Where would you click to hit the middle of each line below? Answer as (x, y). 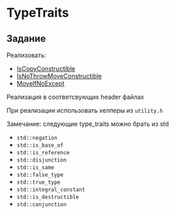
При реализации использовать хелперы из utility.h (85, 110)
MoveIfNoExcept (41, 83)
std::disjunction (42, 160)
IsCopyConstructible (46, 69)
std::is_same (35, 168)
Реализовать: (26, 55)
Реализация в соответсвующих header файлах (76, 97)
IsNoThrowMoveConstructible (59, 76)
